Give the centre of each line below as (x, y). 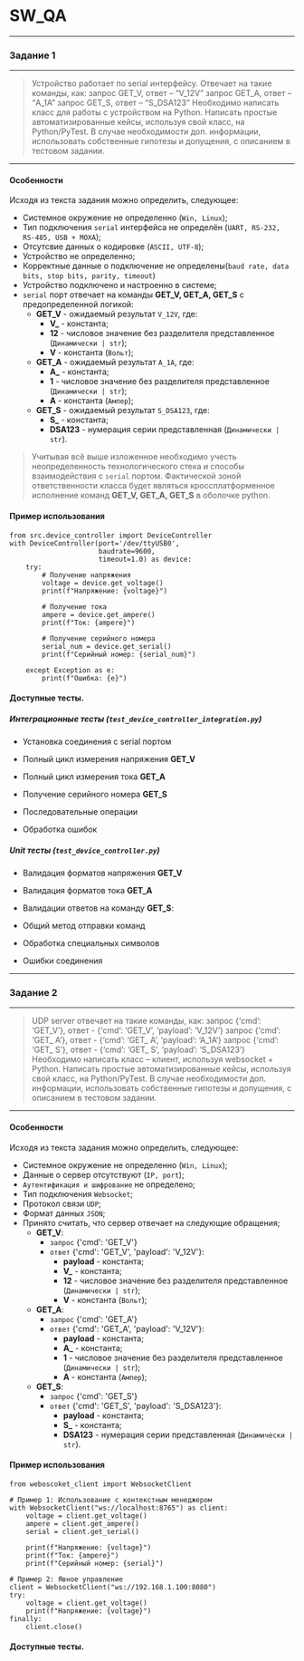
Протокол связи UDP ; (62, 1203)
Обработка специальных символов (91, 943)
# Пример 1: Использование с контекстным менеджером (111, 1500)
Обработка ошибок (60, 829)
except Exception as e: (71, 670)
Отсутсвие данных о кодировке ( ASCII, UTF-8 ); (113, 246)
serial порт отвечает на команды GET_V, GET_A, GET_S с (133, 295)
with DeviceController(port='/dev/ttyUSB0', (95, 543)
